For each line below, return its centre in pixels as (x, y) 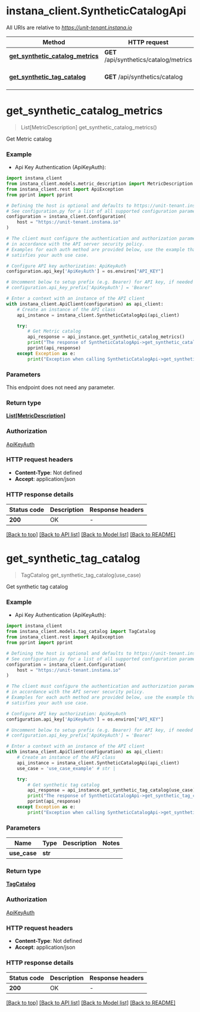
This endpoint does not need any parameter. (60, 387)
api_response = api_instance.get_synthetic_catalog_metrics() (106, 337)
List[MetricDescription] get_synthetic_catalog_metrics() (89, 127)
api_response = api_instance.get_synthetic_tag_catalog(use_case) (112, 790)
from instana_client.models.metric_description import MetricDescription (100, 184)
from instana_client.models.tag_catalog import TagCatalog (81, 632)
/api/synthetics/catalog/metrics (148, 60)
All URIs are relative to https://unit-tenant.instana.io (69, 27)
